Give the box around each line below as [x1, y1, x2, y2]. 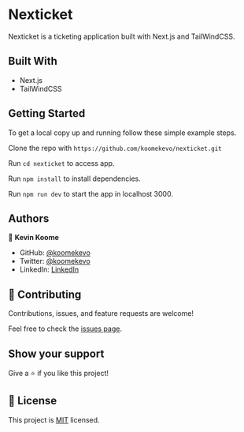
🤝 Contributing [8, 287, 82, 301]
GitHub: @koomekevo [19, 248, 91, 257]
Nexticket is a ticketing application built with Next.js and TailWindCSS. [8, 32, 235, 41]
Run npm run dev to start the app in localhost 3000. [8, 189, 173, 198]
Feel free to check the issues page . [8, 324, 122, 333]
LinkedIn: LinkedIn [19, 265, 79, 274]
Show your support [8, 347, 105, 360]
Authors [8, 212, 50, 225]
